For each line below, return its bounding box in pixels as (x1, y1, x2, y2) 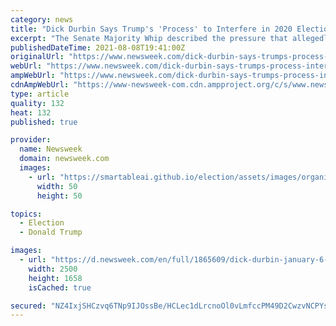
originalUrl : (10, 52, 65, 62)
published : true (10, 117, 78, 127)
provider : (10, 135, 52, 145)
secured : (10, 301, 47, 311)
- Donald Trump (19, 227, 83, 238)
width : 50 (36, 181, 78, 191)
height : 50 (36, 191, 83, 201)
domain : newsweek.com (19, 154, 110, 164)
